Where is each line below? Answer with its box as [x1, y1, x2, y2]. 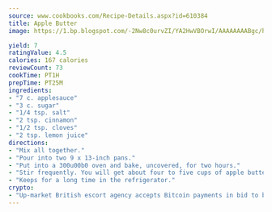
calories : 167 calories [8, 56, 89, 64]
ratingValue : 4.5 [8, 49, 67, 57]
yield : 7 [8, 41, 38, 49]
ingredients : [8, 86, 53, 94]
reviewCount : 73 [8, 64, 63, 73]
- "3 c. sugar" [8, 102, 60, 110]
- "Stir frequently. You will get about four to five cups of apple [8, 168, 244, 177]
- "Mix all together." [8, 146, 85, 154]
